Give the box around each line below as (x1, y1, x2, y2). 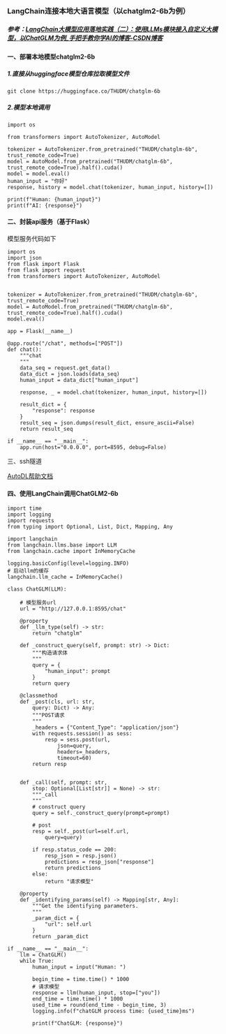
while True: (20, 958, 54, 965)
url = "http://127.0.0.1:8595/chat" (20, 605, 127, 612)
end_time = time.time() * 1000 (32, 996, 123, 1003)
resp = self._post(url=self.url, (32, 828, 130, 835)
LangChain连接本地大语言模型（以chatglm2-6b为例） (7, 6, 190, 15)
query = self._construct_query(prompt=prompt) (32, 810, 170, 817)
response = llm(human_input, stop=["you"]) (32, 989, 160, 996)
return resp (32, 761, 68, 768)
